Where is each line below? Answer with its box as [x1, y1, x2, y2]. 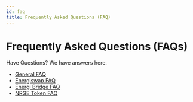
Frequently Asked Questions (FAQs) [6, 40, 188, 53]
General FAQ [14, 71, 47, 78]
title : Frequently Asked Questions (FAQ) [6, 14, 111, 20]
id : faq [6, 8, 26, 15]
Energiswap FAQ [14, 77, 56, 84]
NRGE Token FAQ [14, 90, 58, 97]
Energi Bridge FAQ [14, 84, 60, 91]
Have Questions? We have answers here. [6, 59, 108, 66]
